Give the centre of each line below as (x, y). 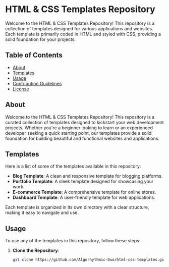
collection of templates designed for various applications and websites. (79, 28)
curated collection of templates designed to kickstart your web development (84, 122)
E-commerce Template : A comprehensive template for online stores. (84, 192)
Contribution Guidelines (37, 83)
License (21, 89)
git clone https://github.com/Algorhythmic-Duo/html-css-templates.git (89, 260)
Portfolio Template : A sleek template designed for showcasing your (83, 181)
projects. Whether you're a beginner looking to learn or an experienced (79, 128)
